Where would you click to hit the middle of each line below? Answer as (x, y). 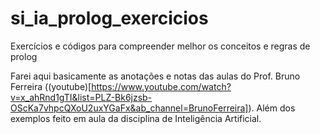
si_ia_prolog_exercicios (109, 18)
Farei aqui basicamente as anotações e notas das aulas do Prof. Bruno (155, 76)
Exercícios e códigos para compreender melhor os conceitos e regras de (160, 46)
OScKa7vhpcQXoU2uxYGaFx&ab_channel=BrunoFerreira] (129, 108)
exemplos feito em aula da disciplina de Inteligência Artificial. (136, 118)
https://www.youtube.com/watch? (161, 86)
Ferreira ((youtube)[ (51, 86)
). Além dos (272, 108)
